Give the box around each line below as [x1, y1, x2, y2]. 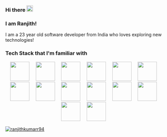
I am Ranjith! [5, 20, 37, 27]
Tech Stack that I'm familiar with [5, 50, 88, 57]
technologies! [5, 37, 34, 43]
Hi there [5, 6, 26, 13]
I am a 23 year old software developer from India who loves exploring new [5, 32, 162, 38]
